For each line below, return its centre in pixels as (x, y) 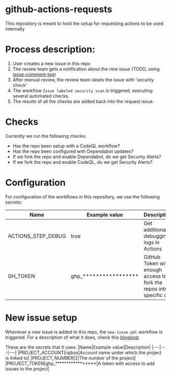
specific (153, 295)
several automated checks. (41, 96)
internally (15, 28)
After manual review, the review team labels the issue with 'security (83, 79)
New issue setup (41, 318)
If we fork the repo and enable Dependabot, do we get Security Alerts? (87, 157)
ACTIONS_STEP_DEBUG (37, 236)
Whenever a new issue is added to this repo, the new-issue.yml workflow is (84, 332)
